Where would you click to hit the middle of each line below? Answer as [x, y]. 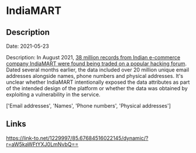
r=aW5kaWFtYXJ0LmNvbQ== [42, 144]
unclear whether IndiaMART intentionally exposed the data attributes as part [98, 82]
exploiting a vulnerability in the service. [53, 95]
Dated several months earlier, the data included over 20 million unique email [97, 70]
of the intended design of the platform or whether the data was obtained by [97, 88]
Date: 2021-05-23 [27, 46]
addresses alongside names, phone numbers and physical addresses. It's [95, 76]
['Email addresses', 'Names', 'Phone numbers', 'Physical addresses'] [88, 106]
